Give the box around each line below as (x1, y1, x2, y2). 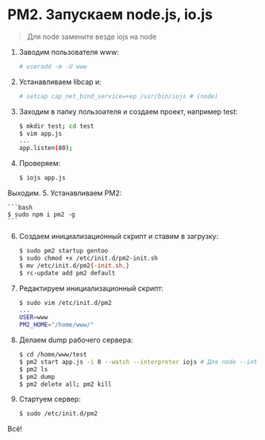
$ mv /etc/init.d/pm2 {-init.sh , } (18, 261, 130, 269)
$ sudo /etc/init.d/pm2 (18, 410, 98, 418)
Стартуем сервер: (18, 395, 81, 404)
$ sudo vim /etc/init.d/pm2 (18, 299, 112, 307)
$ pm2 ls (18, 365, 48, 373)
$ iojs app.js (18, 174, 66, 182)
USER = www (18, 314, 48, 322)
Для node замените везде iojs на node (26, 32, 157, 41)
